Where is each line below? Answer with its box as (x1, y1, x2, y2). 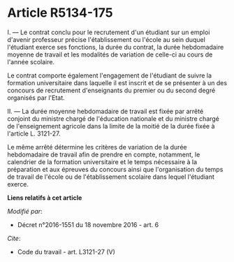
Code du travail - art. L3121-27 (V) (17, 247, 115, 256)
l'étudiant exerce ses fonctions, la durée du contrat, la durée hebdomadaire (7, 43, 224, 51)
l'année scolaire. (7, 57, 54, 66)
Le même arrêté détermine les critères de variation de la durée (7, 143, 187, 151)
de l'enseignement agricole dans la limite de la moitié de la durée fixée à (7, 122, 215, 130)
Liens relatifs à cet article (7, 194, 82, 202)
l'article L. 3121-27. (7, 129, 61, 138)
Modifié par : (7, 207, 43, 215)
